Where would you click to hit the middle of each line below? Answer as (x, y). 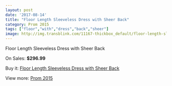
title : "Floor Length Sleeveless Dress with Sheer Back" (67, 19)
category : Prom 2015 (27, 24)
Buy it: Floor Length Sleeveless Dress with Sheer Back (62, 68)
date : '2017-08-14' (26, 15)
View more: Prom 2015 (29, 78)
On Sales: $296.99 (26, 58)
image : (12, 34)
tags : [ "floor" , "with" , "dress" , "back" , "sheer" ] (57, 29)
